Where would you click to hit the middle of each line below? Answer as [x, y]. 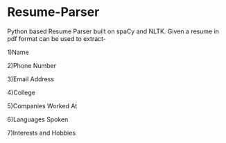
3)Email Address [31, 79]
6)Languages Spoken [38, 119]
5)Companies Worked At [42, 106]
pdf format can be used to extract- [56, 38]
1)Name [18, 52]
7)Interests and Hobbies [42, 133]
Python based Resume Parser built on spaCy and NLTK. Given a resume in [113, 31]
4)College [21, 92]
